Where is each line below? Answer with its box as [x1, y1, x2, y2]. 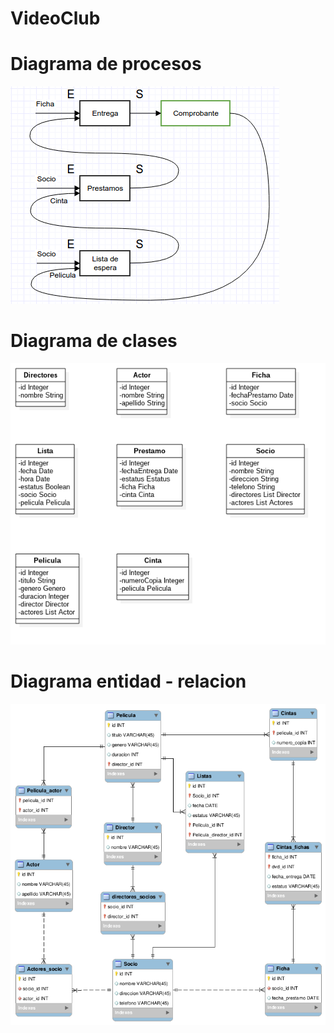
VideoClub [10, 7, 101, 30]
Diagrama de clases [10, 330, 178, 352]
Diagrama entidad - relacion [10, 670, 247, 693]
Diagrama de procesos [10, 53, 202, 76]
